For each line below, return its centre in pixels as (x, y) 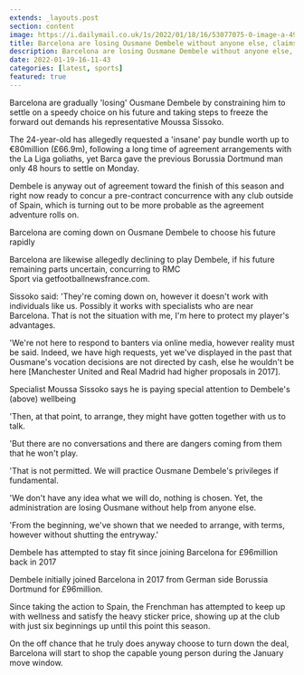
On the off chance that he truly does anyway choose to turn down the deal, (149, 643)
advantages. (33, 325)
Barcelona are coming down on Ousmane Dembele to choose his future (142, 232)
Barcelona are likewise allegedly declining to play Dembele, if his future (142, 259)
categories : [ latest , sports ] (66, 69)
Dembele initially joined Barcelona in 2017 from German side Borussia (139, 579)
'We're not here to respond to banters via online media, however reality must (152, 342)
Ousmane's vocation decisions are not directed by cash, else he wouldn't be (152, 362)
